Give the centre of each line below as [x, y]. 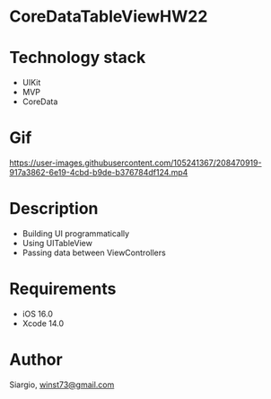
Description [54, 209]
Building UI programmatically [76, 234]
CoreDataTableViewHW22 [109, 17]
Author [36, 360]
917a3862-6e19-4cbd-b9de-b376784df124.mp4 [99, 173]
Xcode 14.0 [43, 323]
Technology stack [78, 58]
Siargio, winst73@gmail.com [62, 385]
